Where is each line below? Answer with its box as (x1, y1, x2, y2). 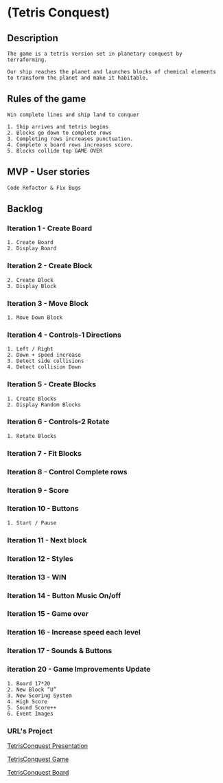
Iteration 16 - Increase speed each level (7, 628, 141, 637)
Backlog (7, 203, 43, 214)
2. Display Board (7, 245, 57, 252)
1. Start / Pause (7, 519, 57, 527)
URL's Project (7, 726, 53, 736)
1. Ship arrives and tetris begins (7, 123, 109, 130)
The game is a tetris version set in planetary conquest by (7, 50, 183, 57)
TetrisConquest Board (7, 768, 69, 776)
